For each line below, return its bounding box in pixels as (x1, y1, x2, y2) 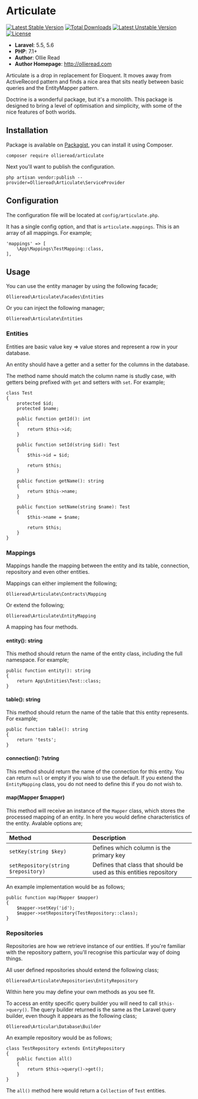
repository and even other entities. (6, 568, 90, 575)
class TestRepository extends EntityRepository (6, 1046, 126, 1052)
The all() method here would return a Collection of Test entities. (6, 1087, 166, 1094)
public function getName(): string (16, 478, 104, 484)
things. (6, 955, 23, 962)
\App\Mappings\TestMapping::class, (16, 245, 104, 252)
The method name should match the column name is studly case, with (6, 372, 177, 379)
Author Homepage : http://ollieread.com (14, 60, 112, 67)
